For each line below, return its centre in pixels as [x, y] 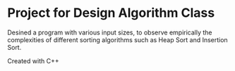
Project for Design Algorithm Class [111, 13]
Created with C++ [33, 60]
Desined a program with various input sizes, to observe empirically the [110, 32]
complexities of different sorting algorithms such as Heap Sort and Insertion [117, 39]
